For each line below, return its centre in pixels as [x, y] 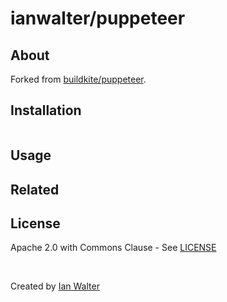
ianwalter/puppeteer [98, 18]
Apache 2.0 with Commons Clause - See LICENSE [113, 248]
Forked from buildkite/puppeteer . [78, 79]
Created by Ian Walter [55, 286]
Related [35, 189]
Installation [46, 110]
